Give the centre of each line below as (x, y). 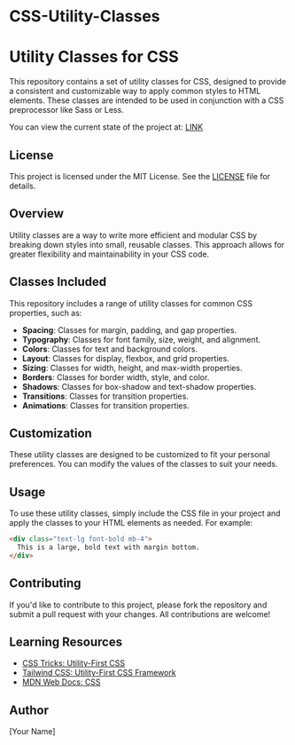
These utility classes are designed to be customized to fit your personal (140, 455)
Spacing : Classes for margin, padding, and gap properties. (129, 329)
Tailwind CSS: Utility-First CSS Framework (99, 673)
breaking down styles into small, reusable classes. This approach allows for (147, 244)
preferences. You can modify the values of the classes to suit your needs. (144, 464)
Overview (37, 214)
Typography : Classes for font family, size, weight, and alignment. (141, 339)
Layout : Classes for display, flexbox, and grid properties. (126, 358)
